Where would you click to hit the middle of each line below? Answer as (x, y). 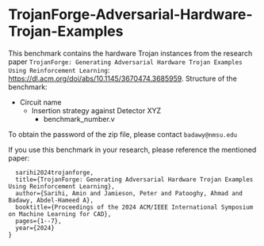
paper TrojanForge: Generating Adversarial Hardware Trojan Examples (126, 62)
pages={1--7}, (38, 221)
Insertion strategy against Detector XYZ (96, 110)
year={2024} (35, 228)
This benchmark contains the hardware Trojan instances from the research (130, 53)
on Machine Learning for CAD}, (60, 214)
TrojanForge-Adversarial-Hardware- (130, 15)
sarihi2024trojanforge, (54, 172)
